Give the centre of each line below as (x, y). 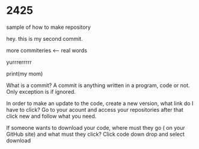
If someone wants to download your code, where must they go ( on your (96, 127)
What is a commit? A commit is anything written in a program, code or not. (98, 85)
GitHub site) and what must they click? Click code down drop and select (96, 134)
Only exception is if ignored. (41, 91)
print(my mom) (25, 73)
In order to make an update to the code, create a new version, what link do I (100, 103)
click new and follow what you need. (51, 116)
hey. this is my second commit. (44, 38)
